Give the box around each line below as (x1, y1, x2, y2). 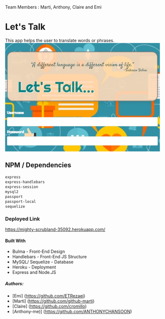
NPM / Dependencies (5, 161, 71, 170)
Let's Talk (5, 22, 46, 32)
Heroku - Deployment (12, 264, 56, 270)
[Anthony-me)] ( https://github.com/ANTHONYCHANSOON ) (12, 309, 132, 315)
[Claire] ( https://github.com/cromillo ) (12, 303, 87, 309)
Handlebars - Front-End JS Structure (12, 254, 87, 260)
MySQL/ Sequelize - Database (12, 259, 74, 265)
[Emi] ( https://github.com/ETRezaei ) (12, 293, 85, 299)
